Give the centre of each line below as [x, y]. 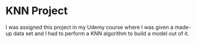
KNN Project [37, 11]
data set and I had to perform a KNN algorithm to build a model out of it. [101, 33]
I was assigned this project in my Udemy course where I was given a [90, 27]
